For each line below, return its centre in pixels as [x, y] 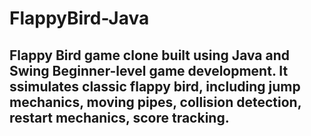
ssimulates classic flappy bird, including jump [155, 86]
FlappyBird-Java [79, 18]
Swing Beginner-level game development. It [149, 70]
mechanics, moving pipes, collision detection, [155, 102]
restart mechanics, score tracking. [119, 117]
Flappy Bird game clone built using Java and [150, 55]
